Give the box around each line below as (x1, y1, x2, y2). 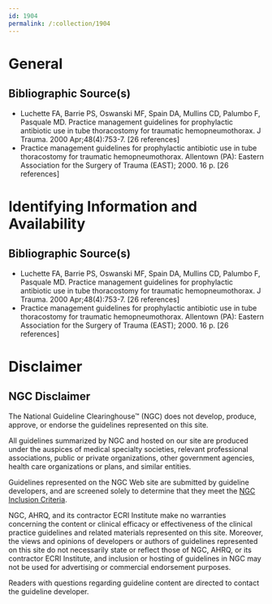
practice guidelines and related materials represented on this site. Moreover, (8, 528, 264, 537)
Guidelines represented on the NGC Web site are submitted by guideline (8, 477, 249, 487)
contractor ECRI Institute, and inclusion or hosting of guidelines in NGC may (8, 554, 261, 563)
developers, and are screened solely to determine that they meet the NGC (8, 485, 256, 496)
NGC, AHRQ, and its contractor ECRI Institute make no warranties (8, 510, 227, 520)
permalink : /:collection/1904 (8, 20, 111, 28)
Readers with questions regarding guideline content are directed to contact (8, 578, 260, 588)
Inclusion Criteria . (8, 494, 67, 504)
